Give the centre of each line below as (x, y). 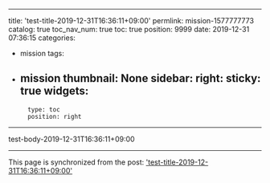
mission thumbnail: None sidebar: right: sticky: (140, 78)
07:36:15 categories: (42, 38)
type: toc (44, 109)
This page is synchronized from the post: (76, 162)
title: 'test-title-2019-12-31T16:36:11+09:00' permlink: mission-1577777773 (131, 20)
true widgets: (54, 91)
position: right (55, 116)
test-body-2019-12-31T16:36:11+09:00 (72, 139)
